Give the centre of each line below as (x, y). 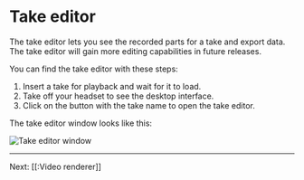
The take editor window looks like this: (81, 123)
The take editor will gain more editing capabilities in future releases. (136, 51)
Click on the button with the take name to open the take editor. (138, 105)
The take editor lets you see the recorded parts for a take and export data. (147, 42)
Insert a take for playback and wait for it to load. (112, 86)
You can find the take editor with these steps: (94, 69)
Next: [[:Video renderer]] (56, 166)
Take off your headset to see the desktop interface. (118, 96)
